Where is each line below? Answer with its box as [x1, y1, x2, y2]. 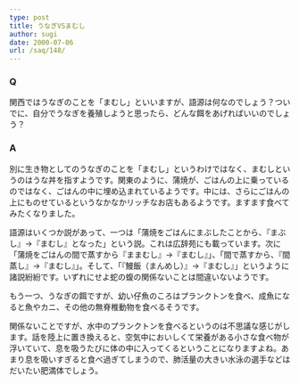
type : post [9, 12, 50, 22]
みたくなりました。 [9, 208, 80, 218]
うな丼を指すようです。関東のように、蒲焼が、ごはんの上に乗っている [32, 175, 290, 185]
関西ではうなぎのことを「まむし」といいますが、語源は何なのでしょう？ [9, 97, 275, 108]
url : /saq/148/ [9, 46, 66, 55]
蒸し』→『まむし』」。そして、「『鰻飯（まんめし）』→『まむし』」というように [9, 260, 290, 271]
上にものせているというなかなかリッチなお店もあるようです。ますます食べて [9, 197, 290, 208]
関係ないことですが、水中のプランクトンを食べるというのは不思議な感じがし [9, 320, 291, 331]
